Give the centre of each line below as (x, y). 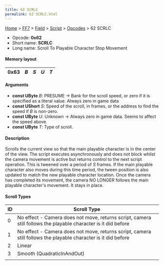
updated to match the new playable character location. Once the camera (78, 175)
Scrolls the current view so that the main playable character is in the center (81, 149)
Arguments (17, 85)
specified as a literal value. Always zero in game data (65, 101)
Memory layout (21, 59)
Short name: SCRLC (32, 43)
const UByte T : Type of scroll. (42, 127)
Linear (24, 246)
